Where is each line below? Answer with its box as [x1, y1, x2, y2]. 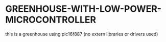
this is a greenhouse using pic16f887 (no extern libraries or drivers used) [5, 31, 158, 37]
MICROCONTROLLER [5, 14, 96, 26]
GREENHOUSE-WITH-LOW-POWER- [5, 3, 162, 15]
